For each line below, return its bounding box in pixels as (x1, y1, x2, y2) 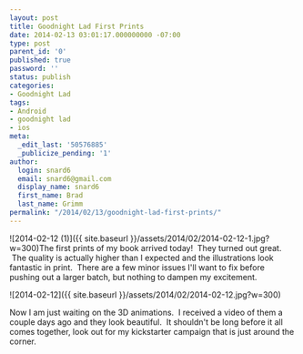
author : (9, 157, 39, 167)
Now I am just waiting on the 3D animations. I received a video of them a (9, 307, 284, 318)
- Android (9, 106, 47, 116)
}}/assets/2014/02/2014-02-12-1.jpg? (130, 233, 270, 244)
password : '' (9, 65, 59, 74)
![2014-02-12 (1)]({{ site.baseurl (9, 233, 129, 244)
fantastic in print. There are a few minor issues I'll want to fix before (9, 261, 266, 273)
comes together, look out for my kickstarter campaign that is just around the (9, 326, 295, 337)
